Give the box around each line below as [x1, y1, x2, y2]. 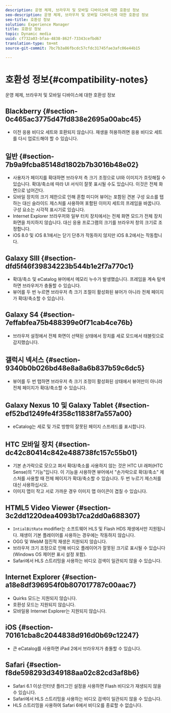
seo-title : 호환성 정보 [5, 17, 51, 22]
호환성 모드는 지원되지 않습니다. [12, 601, 76, 607]
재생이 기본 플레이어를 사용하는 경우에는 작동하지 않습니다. [19, 532, 136, 538]
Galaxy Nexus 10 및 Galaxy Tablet [5, 401, 113, 410]
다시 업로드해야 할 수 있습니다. [18, 135, 78, 141]
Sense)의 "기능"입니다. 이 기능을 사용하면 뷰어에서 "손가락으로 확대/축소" [12, 469, 159, 475]
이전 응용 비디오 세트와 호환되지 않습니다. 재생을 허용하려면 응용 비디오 [12, 129, 153, 135]
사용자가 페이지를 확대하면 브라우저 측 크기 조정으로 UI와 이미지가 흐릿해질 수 [12, 175, 166, 181]
